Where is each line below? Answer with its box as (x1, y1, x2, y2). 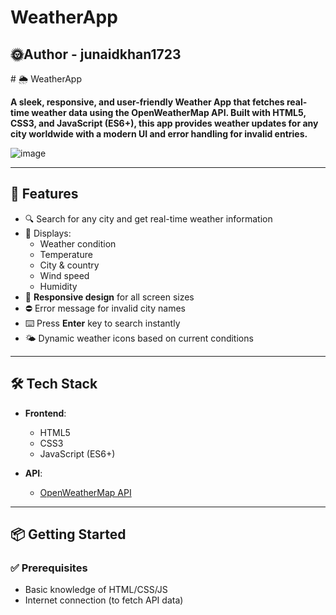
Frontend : (24, 407, 67, 419)
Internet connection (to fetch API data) (24, 594, 184, 606)
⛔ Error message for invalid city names (24, 302, 186, 314)
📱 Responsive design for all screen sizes (24, 291, 195, 303)
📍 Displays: (24, 227, 72, 239)
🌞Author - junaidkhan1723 (10, 46, 182, 63)
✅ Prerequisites (10, 561, 88, 575)
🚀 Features (10, 186, 79, 203)
